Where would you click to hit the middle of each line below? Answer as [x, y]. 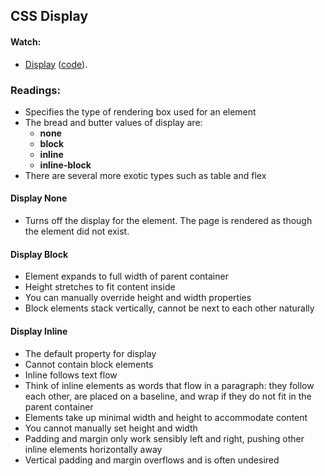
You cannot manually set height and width [111, 428]
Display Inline [39, 331]
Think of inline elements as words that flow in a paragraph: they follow [169, 385]
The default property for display [90, 353]
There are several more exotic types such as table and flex [145, 175]
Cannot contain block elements [89, 364]
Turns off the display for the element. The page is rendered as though [168, 221]
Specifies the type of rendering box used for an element [140, 111]
